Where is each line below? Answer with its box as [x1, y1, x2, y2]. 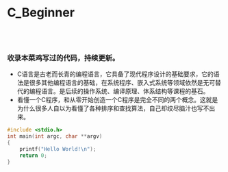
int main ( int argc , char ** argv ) [7, 133, 103, 140]
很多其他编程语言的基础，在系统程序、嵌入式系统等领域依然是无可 [29, 79, 216, 87]
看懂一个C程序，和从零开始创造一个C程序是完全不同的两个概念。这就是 [16, 96, 218, 104]
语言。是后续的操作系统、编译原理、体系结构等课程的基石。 [40, 87, 210, 95]
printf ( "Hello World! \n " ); [19, 145, 97, 152]
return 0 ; [19, 152, 48, 159]
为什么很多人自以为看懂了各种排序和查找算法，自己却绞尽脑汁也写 [16, 104, 203, 112]
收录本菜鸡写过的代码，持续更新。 [7, 53, 120, 62]
